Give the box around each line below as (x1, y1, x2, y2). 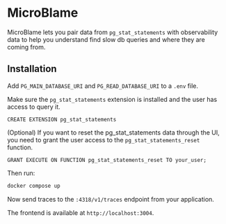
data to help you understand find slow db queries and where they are (7, 35, 205, 43)
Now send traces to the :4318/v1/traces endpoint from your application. (7, 195, 214, 203)
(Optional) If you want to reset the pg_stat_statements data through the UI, (7, 128, 220, 137)
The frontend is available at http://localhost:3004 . (7, 208, 154, 217)
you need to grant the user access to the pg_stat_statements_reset (7, 135, 200, 144)
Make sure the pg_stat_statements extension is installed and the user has (7, 95, 218, 103)
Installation (7, 63, 57, 75)
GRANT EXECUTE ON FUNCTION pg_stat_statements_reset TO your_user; (7, 156, 207, 163)
